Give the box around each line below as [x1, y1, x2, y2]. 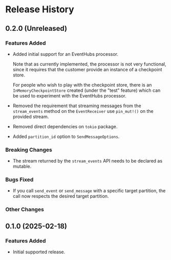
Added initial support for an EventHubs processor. [12, 51, 119, 57]
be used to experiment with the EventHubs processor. [12, 92, 126, 98]
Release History [5, 4, 74, 15]
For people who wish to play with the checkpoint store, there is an [12, 82, 152, 88]
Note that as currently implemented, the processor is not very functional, [12, 61, 166, 67]
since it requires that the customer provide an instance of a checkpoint [12, 66, 162, 72]
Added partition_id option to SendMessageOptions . [12, 133, 120, 139]
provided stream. [12, 113, 49, 119]
